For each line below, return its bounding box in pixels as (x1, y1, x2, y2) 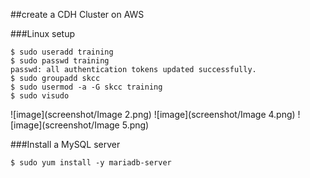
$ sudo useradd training (10, 47, 114, 57)
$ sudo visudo (10, 91, 70, 101)
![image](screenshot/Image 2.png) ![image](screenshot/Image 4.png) (10, 109, 296, 120)
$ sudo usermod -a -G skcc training (10, 82, 163, 92)
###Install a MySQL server (10, 139, 121, 150)
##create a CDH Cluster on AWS (10, 9, 145, 20)
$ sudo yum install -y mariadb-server (10, 158, 172, 168)
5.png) (121, 119, 150, 131)
